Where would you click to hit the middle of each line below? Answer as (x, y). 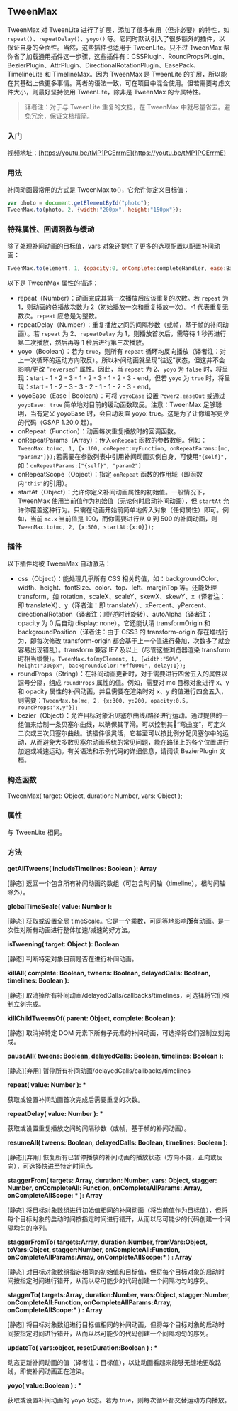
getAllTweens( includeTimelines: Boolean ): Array (82, 868)
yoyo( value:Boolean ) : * (45, 1385)
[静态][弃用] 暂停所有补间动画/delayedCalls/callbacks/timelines (99, 1070)
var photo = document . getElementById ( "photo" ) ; (79, 203)
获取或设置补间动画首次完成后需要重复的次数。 (75, 1099)
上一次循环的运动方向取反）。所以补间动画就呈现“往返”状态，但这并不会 (121, 360)
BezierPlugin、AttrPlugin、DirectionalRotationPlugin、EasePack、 (103, 65)
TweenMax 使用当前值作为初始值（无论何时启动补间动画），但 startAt (119, 501)
